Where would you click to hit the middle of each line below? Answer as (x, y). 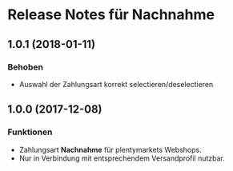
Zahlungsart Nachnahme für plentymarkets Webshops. (110, 149)
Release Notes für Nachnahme (111, 15)
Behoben (26, 67)
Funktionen (30, 132)
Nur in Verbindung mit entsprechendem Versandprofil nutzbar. (122, 158)
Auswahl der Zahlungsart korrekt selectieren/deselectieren (116, 84)
